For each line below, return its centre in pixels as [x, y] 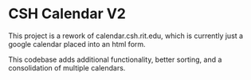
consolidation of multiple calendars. [67, 67]
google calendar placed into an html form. [77, 44]
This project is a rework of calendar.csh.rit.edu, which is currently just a [126, 36]
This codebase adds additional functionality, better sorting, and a [115, 59]
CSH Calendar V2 [67, 14]
